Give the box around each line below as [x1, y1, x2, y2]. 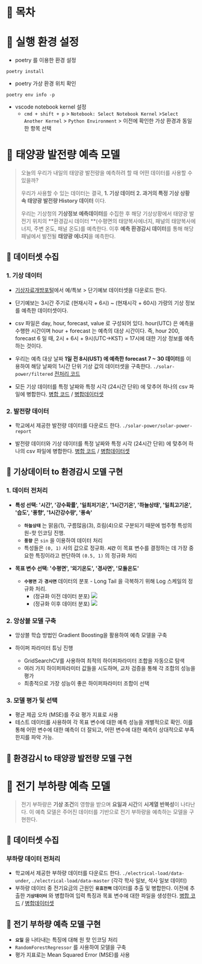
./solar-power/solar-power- [122, 423, 193, 429]
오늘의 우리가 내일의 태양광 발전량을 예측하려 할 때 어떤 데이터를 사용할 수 [20, 170, 193, 177]
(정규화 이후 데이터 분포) [32, 600, 90, 607]
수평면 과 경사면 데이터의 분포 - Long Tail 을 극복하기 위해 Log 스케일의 [23, 577, 187, 585]
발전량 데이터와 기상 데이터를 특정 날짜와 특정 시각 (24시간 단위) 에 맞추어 [14, 440, 188, 447]
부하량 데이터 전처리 [6, 854, 61, 863]
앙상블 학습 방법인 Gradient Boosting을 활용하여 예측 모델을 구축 [14, 632, 167, 639]
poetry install [6, 69, 44, 75]
